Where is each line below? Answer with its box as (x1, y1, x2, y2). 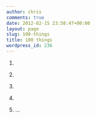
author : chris (6, 8, 42, 15)
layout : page (6, 25, 39, 32)
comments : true (6, 15, 45, 21)
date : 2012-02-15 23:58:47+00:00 (6, 20, 91, 26)
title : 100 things (6, 37, 53, 43)
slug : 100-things (6, 31, 50, 38)
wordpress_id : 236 (6, 43, 53, 49)
